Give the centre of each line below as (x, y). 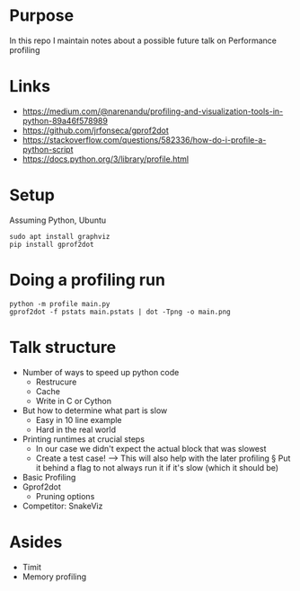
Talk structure (63, 347)
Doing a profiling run (88, 280)
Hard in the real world (76, 429)
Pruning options (65, 496)
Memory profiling (54, 577)
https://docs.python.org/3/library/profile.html (106, 159)
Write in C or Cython (74, 401)
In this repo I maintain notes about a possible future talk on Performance (143, 40)
